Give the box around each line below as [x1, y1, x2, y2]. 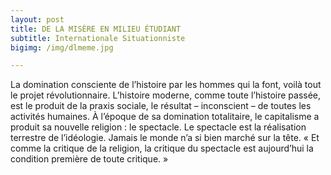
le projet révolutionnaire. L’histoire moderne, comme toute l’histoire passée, [10, 89, 322, 101]
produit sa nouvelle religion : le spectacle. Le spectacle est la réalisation [10, 121, 307, 133]
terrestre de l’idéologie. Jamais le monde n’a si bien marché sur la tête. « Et [10, 132, 320, 144]
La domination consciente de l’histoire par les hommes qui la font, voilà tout [10, 79, 322, 91]
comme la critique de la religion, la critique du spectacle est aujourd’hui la [10, 142, 314, 155]
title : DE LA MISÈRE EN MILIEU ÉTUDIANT [10, 24, 182, 34]
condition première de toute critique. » [10, 153, 169, 165]
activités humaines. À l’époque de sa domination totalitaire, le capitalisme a [10, 111, 320, 123]
